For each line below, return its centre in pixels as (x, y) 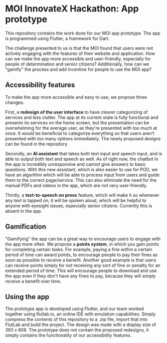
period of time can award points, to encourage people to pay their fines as (82, 255)
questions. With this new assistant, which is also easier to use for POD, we (82, 169)
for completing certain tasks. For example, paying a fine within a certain (79, 249)
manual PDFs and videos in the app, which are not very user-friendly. (76, 185)
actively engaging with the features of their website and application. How (80, 53)
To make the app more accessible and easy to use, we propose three (76, 97)
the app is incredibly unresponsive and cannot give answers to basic (76, 164)
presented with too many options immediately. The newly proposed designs (83, 138)
